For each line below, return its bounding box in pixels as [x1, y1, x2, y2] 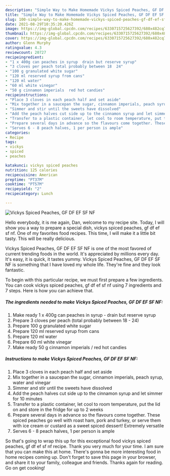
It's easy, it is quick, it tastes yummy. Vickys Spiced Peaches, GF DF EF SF [5, 256, 160, 262]
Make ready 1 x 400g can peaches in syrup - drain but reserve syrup [12, 312, 156, 318]
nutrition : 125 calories [5, 167, 58, 173]
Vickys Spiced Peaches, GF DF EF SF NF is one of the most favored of [5, 245, 152, 251]
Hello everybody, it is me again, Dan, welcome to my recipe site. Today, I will [5, 219, 164, 225]
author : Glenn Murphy [5, 41, 51, 46]
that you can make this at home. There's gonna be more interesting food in [5, 449, 161, 455]
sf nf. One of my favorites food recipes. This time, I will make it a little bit [5, 230, 156, 236]
